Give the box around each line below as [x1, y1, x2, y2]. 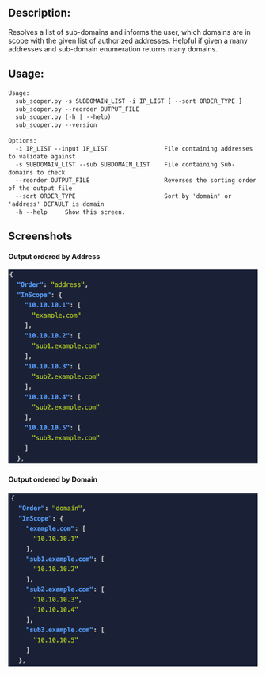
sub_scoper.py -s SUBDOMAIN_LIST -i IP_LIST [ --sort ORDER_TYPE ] [15, 97, 243, 105]
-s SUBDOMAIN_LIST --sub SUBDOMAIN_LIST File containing [15, 160, 218, 169]
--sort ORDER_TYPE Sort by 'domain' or [15, 192, 232, 200]
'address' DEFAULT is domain [8, 200, 104, 208]
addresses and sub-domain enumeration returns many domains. [8, 44, 218, 54]
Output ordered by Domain [8, 475, 97, 484]
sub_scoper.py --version [15, 120, 97, 129]
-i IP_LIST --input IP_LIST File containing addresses [15, 144, 253, 153]
